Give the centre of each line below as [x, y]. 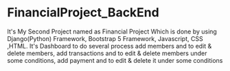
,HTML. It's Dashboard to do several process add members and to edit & [110, 46]
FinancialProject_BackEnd [83, 13]
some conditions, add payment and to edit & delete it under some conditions [115, 60]
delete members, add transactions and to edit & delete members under [107, 53]
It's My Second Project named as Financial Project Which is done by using [112, 31]
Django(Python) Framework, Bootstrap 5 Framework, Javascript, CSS [105, 38]
